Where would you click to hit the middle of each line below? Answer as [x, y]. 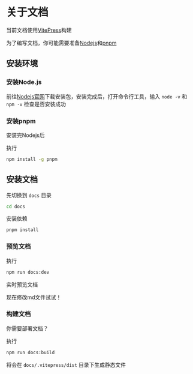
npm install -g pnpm [32, 159]
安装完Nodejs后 [25, 135]
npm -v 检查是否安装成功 [36, 104]
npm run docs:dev [28, 272]
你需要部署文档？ [27, 328]
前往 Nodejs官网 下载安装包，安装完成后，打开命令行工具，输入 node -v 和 [97, 96]
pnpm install [22, 230]
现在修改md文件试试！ [34, 297]
